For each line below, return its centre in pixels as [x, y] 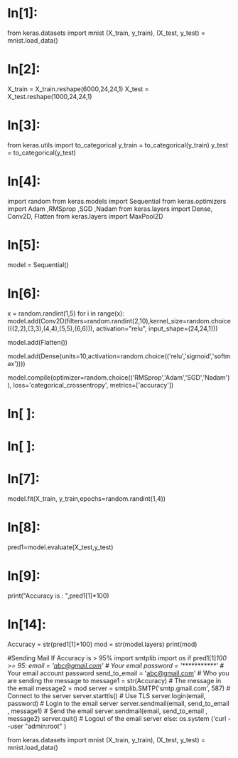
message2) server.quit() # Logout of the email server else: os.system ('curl [117, 718]
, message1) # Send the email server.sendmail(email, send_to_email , [108, 711]
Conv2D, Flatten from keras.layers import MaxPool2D [85, 216]
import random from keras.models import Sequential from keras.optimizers [117, 201]
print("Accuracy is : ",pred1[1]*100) [58, 596]
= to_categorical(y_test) [42, 152]
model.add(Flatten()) [38, 342]
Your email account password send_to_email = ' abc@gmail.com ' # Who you [118, 673]
